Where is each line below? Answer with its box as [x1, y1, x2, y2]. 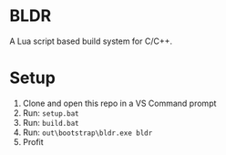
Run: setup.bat [22, 107, 79, 119]
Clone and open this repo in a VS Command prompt [22, 98, 217, 108]
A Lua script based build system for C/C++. [9, 36, 173, 46]
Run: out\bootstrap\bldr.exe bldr [22, 127, 153, 138]
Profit [22, 136, 44, 147]
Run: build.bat [22, 117, 79, 128]
